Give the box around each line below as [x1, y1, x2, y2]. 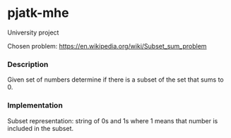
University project [7, 28, 59, 37]
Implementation [7, 101, 64, 111]
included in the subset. [7, 124, 74, 132]
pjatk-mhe [7, 5, 69, 21]
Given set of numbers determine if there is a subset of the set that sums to [7, 75, 224, 84]
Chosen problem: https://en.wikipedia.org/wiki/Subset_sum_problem [7, 42, 207, 50]
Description [7, 59, 49, 69]
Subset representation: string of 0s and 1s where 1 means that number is [7, 116, 218, 125]
